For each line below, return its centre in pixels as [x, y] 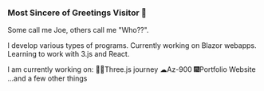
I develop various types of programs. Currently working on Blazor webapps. [132, 45]
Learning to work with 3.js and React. [69, 54]
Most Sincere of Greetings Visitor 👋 [77, 13]
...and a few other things [47, 78]
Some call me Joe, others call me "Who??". [78, 30]
